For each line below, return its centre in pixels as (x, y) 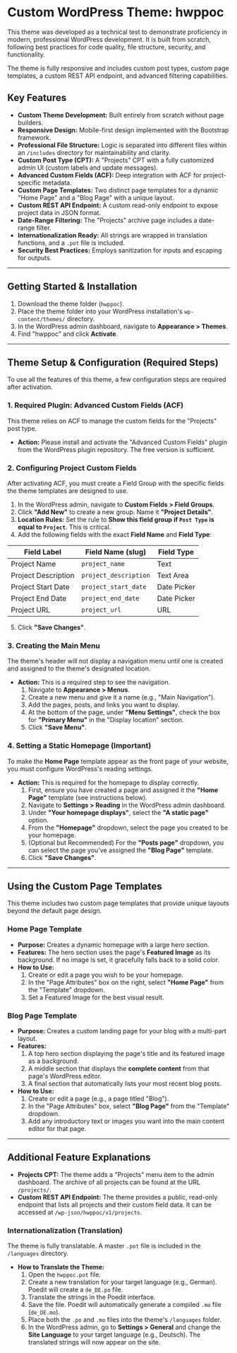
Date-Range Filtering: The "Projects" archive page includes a (107, 220)
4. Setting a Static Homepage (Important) (79, 745)
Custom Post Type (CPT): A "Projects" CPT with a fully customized (115, 160)
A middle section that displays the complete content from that (119, 1068)
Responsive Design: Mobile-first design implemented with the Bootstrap (123, 130)
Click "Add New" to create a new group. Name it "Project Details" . (115, 512)
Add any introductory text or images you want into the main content (126, 1121)
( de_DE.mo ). (44, 1312)
